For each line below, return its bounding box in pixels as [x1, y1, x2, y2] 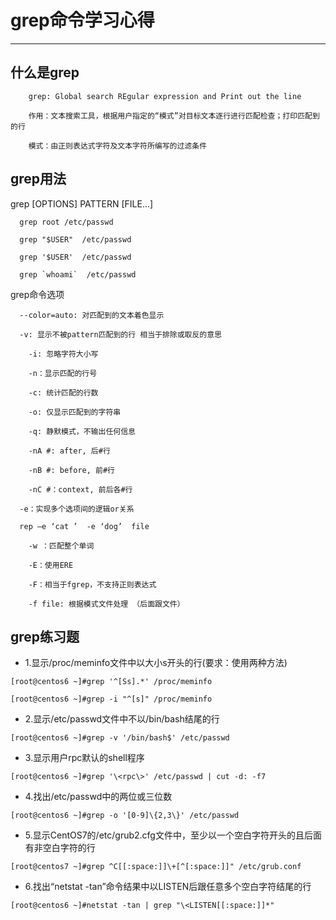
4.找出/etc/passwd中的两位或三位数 [24, 791, 173, 803]
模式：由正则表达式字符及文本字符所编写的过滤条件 [28, 141, 208, 151]
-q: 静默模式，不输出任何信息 [28, 426, 136, 436]
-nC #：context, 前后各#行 [28, 484, 133, 495]
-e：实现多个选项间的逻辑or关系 [19, 504, 135, 514]
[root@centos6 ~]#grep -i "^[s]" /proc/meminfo [10, 694, 213, 705]
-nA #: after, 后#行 [28, 446, 111, 456]
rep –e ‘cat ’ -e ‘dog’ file [19, 521, 150, 531]
